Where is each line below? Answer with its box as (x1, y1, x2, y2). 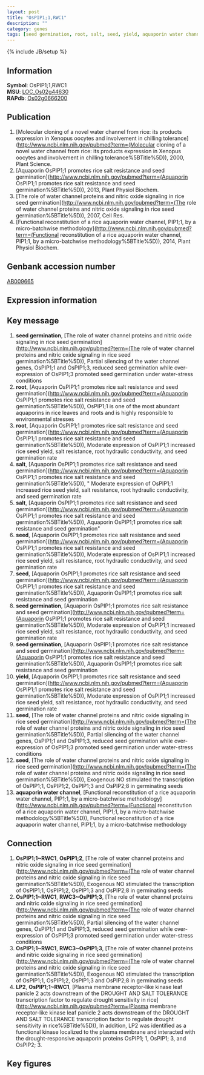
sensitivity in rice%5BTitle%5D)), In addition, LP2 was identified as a (15, 1022, 186, 1029)
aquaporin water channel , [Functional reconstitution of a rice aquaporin (15, 789, 196, 796)
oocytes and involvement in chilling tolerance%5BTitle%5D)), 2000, (15, 154, 185, 161)
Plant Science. (15, 160, 52, 167)
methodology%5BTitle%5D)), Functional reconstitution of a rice (15, 814, 174, 821)
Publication (7, 112, 51, 122)
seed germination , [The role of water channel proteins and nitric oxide (15, 331, 192, 339)
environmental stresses (15, 415, 74, 423)
